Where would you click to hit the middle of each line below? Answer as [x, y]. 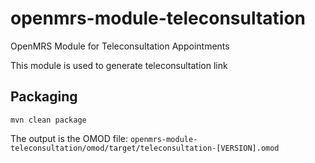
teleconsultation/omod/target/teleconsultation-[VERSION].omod [145, 148]
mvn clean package [48, 120]
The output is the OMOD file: [69, 138]
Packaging [44, 97]
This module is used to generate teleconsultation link [119, 65]
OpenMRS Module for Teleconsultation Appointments [120, 46]
